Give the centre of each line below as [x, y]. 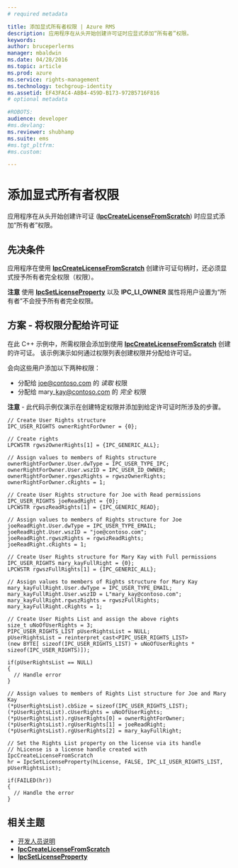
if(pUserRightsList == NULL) [50, 662]
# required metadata [38, 14]
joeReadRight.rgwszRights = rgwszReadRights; [75, 538]
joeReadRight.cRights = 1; [47, 544]
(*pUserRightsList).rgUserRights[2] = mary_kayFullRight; [95, 731]
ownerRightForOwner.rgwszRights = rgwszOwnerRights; [87, 476]
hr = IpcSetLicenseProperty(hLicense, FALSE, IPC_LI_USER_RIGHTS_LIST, [115, 762]
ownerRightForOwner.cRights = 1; [57, 482]
